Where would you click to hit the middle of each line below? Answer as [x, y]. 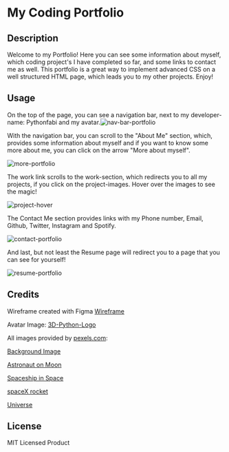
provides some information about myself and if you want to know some [108, 143]
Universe [20, 404]
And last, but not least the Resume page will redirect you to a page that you [113, 252]
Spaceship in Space [35, 378]
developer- [206, 114]
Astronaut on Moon [34, 364]
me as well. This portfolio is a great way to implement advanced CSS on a [111, 69]
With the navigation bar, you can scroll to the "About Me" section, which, [110, 135]
